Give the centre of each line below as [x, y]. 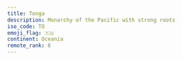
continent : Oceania [35, 39]
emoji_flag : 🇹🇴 [31, 33]
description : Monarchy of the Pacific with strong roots [91, 20]
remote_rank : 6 [29, 46]
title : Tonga [26, 13]
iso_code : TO [26, 26]
